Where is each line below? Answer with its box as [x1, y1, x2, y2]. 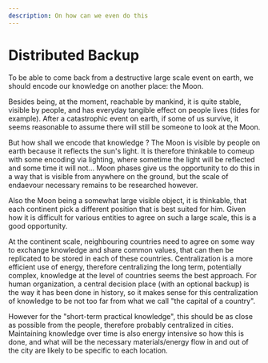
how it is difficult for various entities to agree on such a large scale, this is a [8, 213, 257, 222]
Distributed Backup [8, 46, 140, 64]
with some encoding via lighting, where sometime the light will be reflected [8, 154, 255, 164]
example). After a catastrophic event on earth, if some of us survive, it [8, 114, 239, 123]
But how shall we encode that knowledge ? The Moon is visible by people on [8, 138, 261, 147]
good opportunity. [8, 221, 68, 230]
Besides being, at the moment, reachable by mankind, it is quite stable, [8, 97, 242, 106]
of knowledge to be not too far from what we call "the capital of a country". [8, 296, 256, 305]
